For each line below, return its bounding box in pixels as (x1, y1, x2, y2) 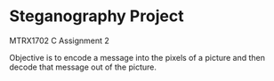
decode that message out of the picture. (9, 62, 157, 72)
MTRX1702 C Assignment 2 (9, 35, 109, 46)
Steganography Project (9, 6, 184, 26)
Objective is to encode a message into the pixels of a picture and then (9, 52, 265, 63)
